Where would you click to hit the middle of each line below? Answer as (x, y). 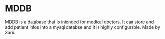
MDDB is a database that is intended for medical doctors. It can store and (80, 22)
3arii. (10, 32)
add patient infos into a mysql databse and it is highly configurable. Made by (82, 27)
